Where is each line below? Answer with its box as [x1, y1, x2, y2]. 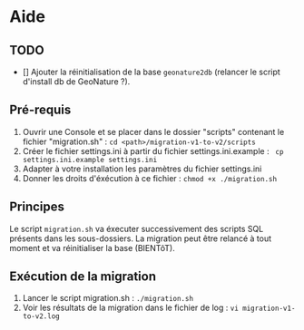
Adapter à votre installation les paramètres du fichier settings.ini [22, 163, 262, 174]
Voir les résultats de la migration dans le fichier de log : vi [22, 302, 239, 314]
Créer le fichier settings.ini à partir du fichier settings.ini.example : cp [22, 145, 284, 156]
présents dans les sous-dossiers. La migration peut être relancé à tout [9, 233, 272, 244]
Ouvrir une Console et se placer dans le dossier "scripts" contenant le [22, 126, 285, 137]
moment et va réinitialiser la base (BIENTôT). [9, 242, 175, 253]
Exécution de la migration [9, 269, 157, 285]
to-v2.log [22, 312, 61, 321]
